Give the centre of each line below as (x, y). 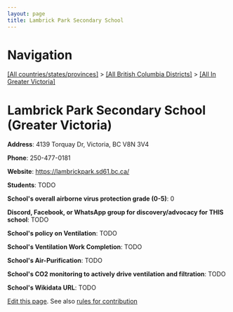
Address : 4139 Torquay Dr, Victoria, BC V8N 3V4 (78, 144)
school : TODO (28, 220)
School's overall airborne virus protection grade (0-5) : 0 (91, 199)
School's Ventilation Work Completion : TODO (75, 247)
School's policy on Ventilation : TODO (62, 233)
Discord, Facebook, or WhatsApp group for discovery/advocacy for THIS (115, 212)
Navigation (40, 55)
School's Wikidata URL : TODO (52, 287)
